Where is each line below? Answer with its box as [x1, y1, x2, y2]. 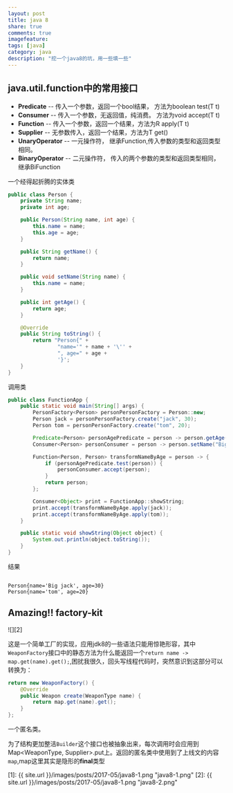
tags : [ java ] [8, 42, 46, 49]
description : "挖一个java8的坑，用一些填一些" [8, 55, 132, 62]
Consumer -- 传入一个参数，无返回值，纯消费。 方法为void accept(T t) [17, 111, 221, 119]
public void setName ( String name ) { [20, 274, 127, 281]
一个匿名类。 [8, 725, 44, 733]
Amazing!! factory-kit [8, 607, 103, 619]
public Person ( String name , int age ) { [20, 216, 136, 223]
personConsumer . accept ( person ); [57, 466, 151, 474]
